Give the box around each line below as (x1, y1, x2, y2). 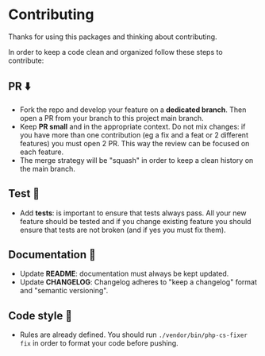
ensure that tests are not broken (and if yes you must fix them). (19, 225, 226, 234)
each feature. (19, 147, 64, 157)
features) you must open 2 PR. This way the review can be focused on (19, 138, 250, 148)
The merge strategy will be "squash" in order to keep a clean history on (19, 155, 254, 164)
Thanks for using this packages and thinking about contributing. (8, 32, 217, 41)
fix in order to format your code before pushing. (19, 339, 179, 348)
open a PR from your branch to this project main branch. (19, 113, 204, 122)
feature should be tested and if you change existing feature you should (19, 216, 252, 226)
